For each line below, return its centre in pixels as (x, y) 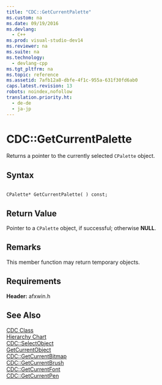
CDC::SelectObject (30, 343)
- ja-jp (22, 109)
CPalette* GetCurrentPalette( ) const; (57, 195)
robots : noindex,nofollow (39, 92)
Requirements (34, 281)
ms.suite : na (23, 52)
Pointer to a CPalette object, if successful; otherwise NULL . (81, 228)
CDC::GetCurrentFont (33, 369)
